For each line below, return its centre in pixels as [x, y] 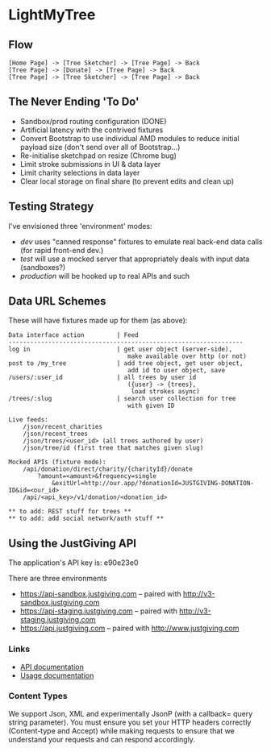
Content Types [38, 696]
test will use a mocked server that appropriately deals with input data [135, 259]
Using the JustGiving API [73, 543]
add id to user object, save [177, 371]
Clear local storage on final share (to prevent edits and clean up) [127, 181]
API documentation [52, 667]
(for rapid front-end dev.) [62, 250]
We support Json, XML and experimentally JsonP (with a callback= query [131, 713]
